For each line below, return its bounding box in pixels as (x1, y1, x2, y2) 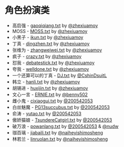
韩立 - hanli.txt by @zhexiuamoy (12, 78, 80, 84)
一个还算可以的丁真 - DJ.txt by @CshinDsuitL (12, 72, 107, 78)
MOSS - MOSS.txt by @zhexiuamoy (12, 28, 88, 34)
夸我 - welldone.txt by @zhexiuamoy (12, 66, 89, 72)
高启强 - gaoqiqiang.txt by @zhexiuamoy (12, 22, 98, 28)
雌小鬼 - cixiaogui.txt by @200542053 (12, 98, 93, 104)
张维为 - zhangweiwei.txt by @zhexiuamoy (12, 47, 103, 53)
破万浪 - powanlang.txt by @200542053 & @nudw (12, 123, 119, 129)
